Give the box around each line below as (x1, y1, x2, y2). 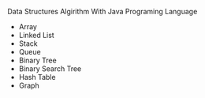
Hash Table (18, 73, 56, 81)
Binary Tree (18, 55, 57, 65)
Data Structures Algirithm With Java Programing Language (7, 7, 198, 16)
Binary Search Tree (18, 64, 82, 73)
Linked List (18, 31, 54, 40)
